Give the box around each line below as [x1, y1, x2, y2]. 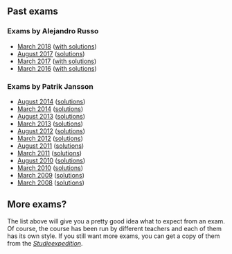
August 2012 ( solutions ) [17, 126, 85, 135]
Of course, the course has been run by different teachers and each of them [7, 224, 222, 232]
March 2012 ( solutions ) [17, 134, 83, 142]
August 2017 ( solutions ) [17, 49, 85, 58]
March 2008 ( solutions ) [17, 178, 85, 187]
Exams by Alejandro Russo [7, 26, 99, 36]
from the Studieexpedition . [7, 239, 83, 247]
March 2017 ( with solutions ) [17, 57, 97, 65]
